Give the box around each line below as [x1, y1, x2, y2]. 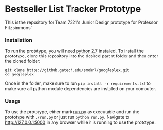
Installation [5, 37, 33, 43]
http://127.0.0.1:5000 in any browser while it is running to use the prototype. [5, 119, 156, 125]
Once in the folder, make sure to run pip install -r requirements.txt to [5, 80, 151, 86]
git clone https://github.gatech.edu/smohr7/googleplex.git [5, 68, 130, 73]
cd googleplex [5, 72, 34, 77]
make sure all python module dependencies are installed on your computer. [5, 86, 157, 92]
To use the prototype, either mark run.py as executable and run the [5, 109, 140, 115]
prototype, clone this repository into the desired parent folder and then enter [5, 53, 158, 59]
